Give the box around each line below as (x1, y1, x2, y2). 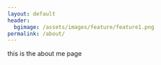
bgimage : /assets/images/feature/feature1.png (14, 23, 155, 30)
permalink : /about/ (7, 30, 66, 37)
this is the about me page (7, 49, 82, 58)
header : (7, 17, 31, 24)
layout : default (7, 10, 56, 18)
